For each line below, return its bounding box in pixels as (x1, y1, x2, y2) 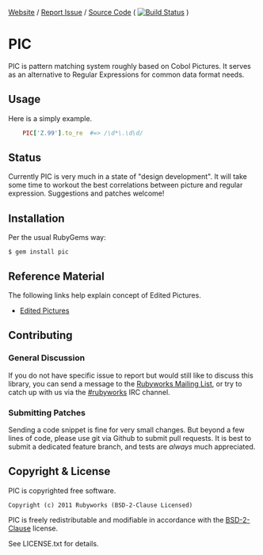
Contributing (8, 329, 73, 342)
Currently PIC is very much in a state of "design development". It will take (8, 172, 247, 181)
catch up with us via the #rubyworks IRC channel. (8, 387, 170, 397)
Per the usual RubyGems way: (8, 233, 106, 242)
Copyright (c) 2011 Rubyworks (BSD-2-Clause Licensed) (8, 501, 193, 509)
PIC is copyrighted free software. (8, 485, 116, 495)
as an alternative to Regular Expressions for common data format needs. (8, 70, 245, 79)
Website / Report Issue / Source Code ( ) (8, 8, 189, 17)
